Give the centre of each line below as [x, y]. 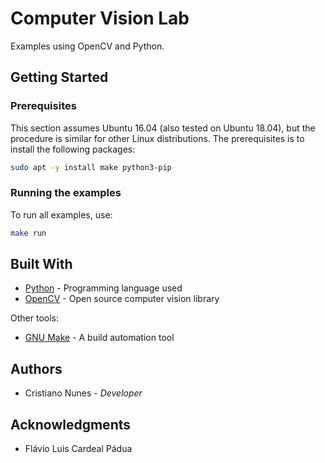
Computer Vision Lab [100, 18]
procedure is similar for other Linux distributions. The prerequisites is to [157, 138]
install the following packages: [73, 149]
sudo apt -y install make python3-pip [91, 167]
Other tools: [34, 318]
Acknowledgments [71, 424]
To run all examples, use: [61, 214]
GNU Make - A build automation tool [99, 338]
